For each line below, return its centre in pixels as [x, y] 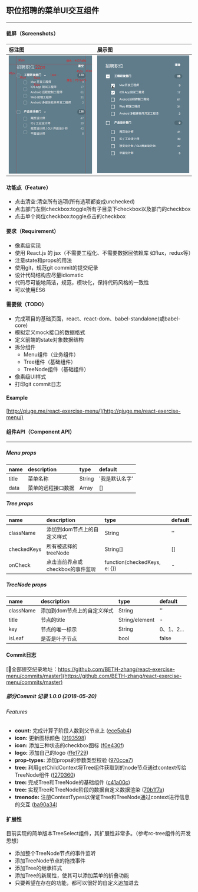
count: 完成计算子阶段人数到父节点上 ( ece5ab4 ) [73, 731]
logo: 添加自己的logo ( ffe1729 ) [52, 753]
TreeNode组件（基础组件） [56, 369]
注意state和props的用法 [43, 260]
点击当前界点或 [65, 562]
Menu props [21, 453]
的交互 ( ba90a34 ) [36, 805]
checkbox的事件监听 [71, 569]
